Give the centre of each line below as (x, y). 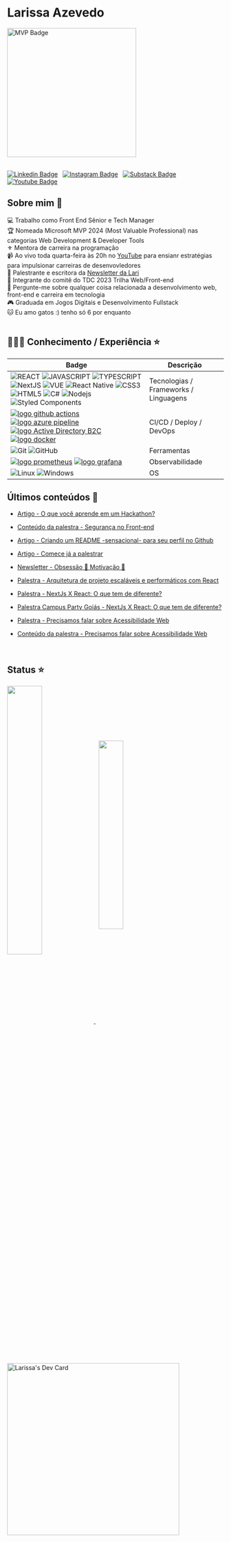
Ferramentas (169, 450)
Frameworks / (171, 389)
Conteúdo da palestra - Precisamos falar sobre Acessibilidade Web (112, 634)
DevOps (162, 430)
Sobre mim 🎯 (35, 203)
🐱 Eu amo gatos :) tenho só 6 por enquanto (69, 312)
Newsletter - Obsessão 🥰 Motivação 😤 (71, 567)
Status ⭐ (26, 669)
